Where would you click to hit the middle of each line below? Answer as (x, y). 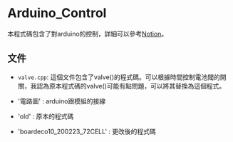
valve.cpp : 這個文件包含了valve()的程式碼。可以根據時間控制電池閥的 (119, 77)
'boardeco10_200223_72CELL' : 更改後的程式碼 (87, 131)
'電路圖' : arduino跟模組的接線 (61, 101)
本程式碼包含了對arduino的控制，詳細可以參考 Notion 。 (88, 34)
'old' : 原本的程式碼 (46, 116)
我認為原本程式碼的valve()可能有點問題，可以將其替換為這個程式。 (128, 86)
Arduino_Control (57, 13)
